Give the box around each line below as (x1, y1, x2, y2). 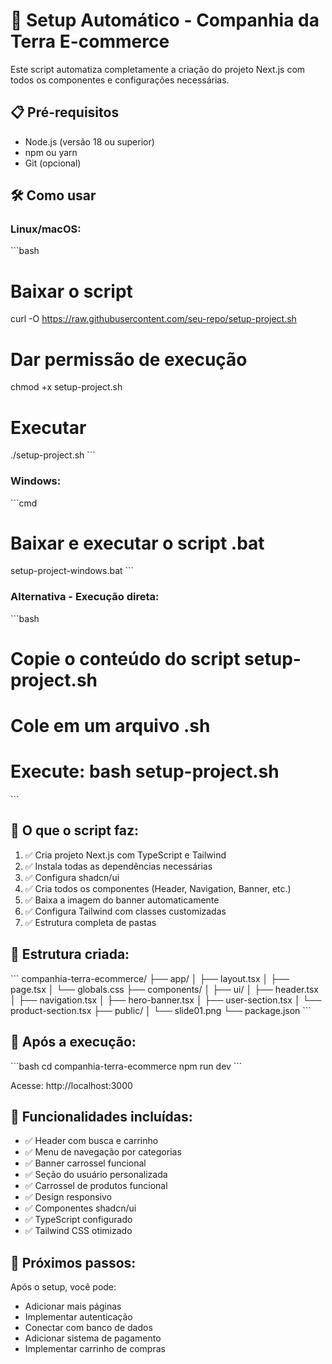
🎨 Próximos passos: (10, 1254, 137, 1271)
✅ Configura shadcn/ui (24, 871, 120, 883)
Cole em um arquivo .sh (10, 715, 211, 738)
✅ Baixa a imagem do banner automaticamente (24, 894, 220, 906)
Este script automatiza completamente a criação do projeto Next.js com (10, 63, 306, 75)
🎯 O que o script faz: (10, 822, 140, 839)
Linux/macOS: (10, 222, 82, 236)
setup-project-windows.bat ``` (10, 565, 135, 577)
